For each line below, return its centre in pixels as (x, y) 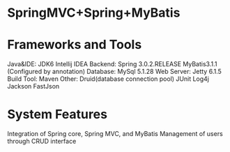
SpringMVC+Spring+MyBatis (94, 13)
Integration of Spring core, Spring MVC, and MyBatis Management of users (115, 134)
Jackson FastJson (33, 86)
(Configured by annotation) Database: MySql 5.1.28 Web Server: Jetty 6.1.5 (114, 72)
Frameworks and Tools (75, 45)
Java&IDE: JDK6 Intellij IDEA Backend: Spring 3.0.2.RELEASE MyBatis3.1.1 (112, 64)
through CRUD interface (42, 142)
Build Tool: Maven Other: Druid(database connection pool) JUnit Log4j (108, 79)
